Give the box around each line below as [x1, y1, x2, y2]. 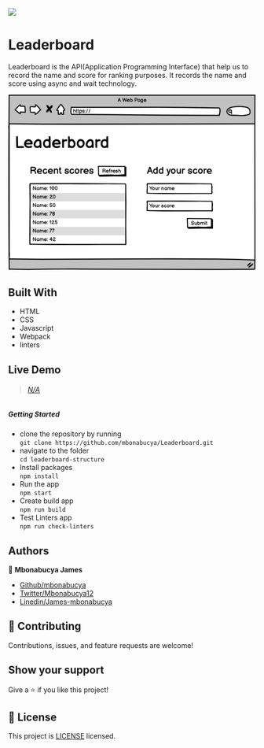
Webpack [19, 331, 51, 342]
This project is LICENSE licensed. [8, 731, 116, 741]
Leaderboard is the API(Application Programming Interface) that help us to [8, 61, 249, 71]
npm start [19, 489, 53, 498]
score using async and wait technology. [8, 79, 137, 88]
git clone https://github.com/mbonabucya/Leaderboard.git [19, 439, 214, 447]
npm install [19, 472, 59, 480]
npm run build [19, 506, 66, 514]
